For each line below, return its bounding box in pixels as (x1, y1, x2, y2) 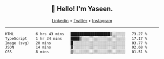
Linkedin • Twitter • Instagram (51, 17, 113, 23)
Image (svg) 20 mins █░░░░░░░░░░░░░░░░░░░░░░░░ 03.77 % (5, 41, 147, 45)
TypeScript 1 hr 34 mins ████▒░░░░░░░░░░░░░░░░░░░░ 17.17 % (5, 36, 147, 41)
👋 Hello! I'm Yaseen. (51, 5, 113, 13)
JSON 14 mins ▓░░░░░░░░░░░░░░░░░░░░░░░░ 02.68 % (5, 45, 147, 50)
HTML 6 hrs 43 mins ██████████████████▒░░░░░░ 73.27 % (5, 31, 147, 36)
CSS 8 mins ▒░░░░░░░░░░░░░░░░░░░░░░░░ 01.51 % (5, 49, 147, 55)
